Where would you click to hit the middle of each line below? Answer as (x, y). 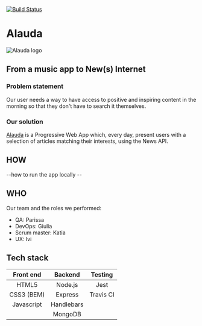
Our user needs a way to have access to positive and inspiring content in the (101, 99)
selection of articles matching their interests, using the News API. (87, 141)
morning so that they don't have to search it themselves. (76, 106)
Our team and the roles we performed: (54, 208)
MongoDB (67, 315)
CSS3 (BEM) (27, 295)
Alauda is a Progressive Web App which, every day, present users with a (96, 134)
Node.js (67, 285)
